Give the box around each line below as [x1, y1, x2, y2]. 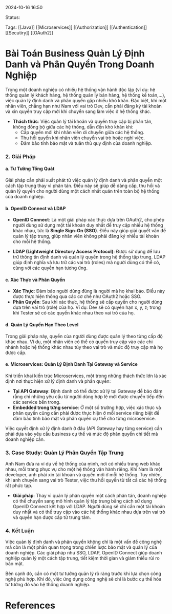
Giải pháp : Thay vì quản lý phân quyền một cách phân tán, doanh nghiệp [12, 493, 167, 499]
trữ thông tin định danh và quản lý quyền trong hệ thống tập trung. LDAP [12, 254, 166, 260]
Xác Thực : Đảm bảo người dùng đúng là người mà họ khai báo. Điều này [12, 288, 165, 294]
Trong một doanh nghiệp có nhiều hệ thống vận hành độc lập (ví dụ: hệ [5, 86, 156, 92]
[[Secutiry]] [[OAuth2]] [5, 30, 54, 35]
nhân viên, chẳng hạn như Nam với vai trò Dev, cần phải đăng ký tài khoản [5, 103, 162, 109]
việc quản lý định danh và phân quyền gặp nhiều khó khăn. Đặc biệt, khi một [5, 97, 167, 103]
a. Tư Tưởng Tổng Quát [5, 165, 55, 172]
